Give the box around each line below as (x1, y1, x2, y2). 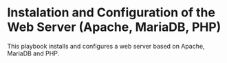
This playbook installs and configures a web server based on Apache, (7, 42, 205, 50)
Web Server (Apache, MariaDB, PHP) (7, 19, 221, 35)
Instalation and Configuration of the (7, 5, 215, 21)
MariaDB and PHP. (7, 49, 60, 58)
